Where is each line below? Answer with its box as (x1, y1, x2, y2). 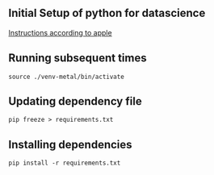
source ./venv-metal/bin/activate (8, 73, 125, 81)
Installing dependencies (8, 137, 132, 152)
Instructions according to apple (8, 27, 112, 37)
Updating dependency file (8, 94, 143, 108)
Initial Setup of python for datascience (8, 6, 206, 20)
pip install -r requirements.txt (8, 159, 121, 168)
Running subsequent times (8, 52, 147, 65)
